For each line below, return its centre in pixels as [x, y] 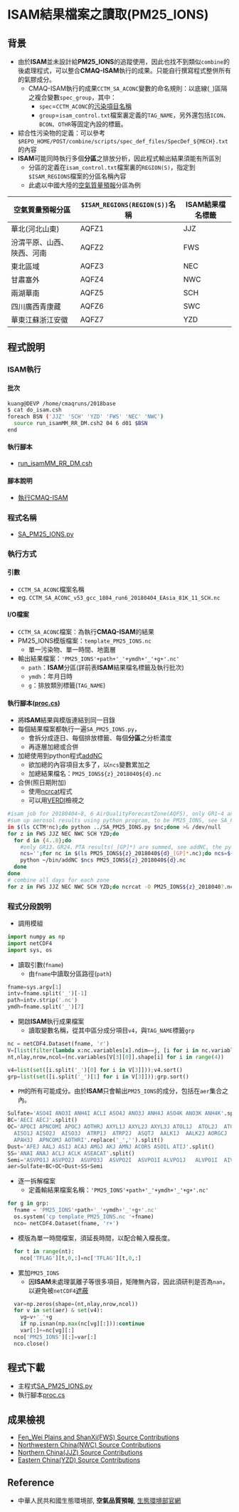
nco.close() [32, 1344]
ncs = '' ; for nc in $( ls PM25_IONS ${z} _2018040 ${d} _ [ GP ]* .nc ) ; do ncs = [124, 854]
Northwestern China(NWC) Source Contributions [89, 1445]
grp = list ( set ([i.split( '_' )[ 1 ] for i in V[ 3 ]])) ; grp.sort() [99, 1077]
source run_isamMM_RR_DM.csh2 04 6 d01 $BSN [81, 424]
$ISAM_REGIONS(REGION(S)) [124, 205]
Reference [31, 1482]
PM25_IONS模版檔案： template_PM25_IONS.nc [84, 640]
